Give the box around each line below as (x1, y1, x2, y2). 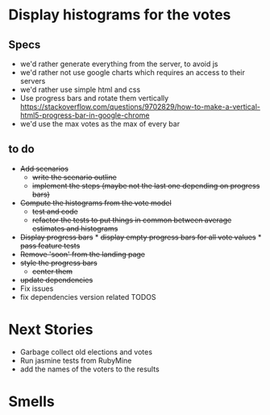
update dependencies (19, 275, 93, 284)
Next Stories (8, 321, 93, 338)
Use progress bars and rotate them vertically (19, 93, 169, 102)
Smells (8, 392, 55, 410)
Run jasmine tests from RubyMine (19, 355, 132, 365)
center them (31, 266, 73, 276)
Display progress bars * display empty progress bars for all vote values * (19, 232, 262, 242)
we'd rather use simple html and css (19, 85, 141, 94)
